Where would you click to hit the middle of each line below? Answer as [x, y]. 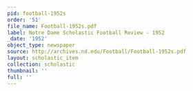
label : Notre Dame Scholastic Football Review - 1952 [86, 32]
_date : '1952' [28, 39]
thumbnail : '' [28, 70]
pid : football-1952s [37, 13]
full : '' [20, 77]
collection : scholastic [41, 64]
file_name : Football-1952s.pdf [52, 26]
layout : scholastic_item [43, 58]
